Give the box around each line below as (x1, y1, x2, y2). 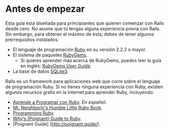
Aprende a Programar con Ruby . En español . (12, 99, 107, 105)
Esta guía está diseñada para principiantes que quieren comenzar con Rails (5, 20, 164, 26)
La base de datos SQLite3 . (12, 68, 69, 74)
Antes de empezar (5, 3, 85, 15)
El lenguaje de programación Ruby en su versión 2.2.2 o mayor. (12, 46, 147, 52)
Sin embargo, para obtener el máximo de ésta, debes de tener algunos (5, 31, 155, 37)
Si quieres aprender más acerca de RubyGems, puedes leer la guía (20, 57, 161, 63)
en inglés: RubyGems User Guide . (20, 63, 92, 69)
